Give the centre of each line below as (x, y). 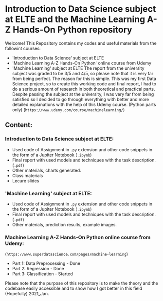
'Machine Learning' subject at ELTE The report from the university (78, 68)
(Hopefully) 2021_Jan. (27, 294)
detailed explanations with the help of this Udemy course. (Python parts (84, 104)
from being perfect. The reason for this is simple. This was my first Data (84, 79)
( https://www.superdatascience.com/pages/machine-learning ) (66, 254)
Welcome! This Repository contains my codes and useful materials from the (81, 43)
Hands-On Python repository (72, 30)
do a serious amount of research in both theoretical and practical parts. (83, 89)
